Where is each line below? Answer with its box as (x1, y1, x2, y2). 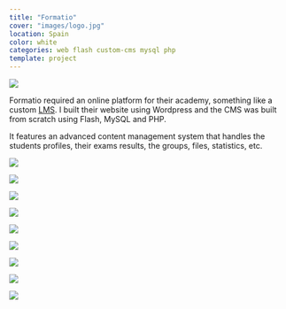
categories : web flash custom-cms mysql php (9, 46, 176, 55)
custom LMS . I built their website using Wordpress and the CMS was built (9, 104, 277, 115)
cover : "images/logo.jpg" (9, 21, 104, 30)
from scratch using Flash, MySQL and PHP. (9, 114, 166, 124)
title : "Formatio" (9, 12, 77, 22)
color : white (9, 37, 58, 47)
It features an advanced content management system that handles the (9, 131, 266, 142)
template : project (9, 54, 77, 63)
